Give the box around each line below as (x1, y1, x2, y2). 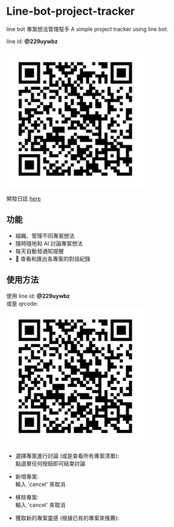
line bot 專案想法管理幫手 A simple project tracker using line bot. (6, 25, 168, 33)
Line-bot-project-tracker (6, 4, 135, 18)
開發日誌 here (6, 194, 41, 202)
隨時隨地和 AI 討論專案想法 (15, 239, 83, 247)
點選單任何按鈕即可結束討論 (15, 460, 86, 467)
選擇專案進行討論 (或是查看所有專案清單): (15, 452, 119, 460)
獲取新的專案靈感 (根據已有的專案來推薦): (15, 514, 119, 521)
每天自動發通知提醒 (15, 247, 64, 255)
